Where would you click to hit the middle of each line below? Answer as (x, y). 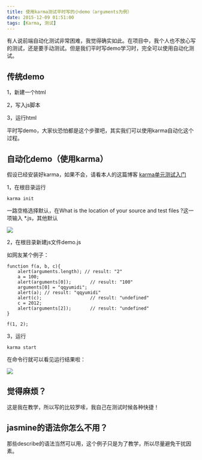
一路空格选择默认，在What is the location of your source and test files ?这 (98, 210)
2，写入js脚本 (24, 105)
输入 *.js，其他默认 (35, 218)
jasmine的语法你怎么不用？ (58, 428)
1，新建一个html (27, 92)
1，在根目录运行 (26, 187)
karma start (22, 348)
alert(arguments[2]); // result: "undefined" (83, 308)
